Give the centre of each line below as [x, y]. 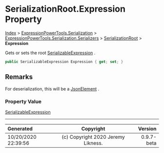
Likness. [93, 143]
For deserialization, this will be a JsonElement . [52, 88]
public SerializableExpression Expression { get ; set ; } [64, 62]
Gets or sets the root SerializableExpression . [50, 53]
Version [147, 129]
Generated [20, 129]
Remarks [19, 77]
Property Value [23, 101]
